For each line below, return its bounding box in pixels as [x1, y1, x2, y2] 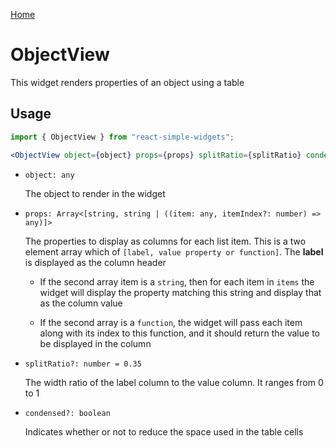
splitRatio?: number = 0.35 [24, 359, 142, 369]
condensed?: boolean [24, 408, 111, 418]
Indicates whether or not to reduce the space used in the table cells [24, 425, 304, 438]
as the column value [39, 297, 123, 309]
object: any [24, 170, 75, 180]
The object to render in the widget [24, 187, 166, 199]
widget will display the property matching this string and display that [39, 286, 322, 298]
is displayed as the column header [24, 256, 167, 268]
